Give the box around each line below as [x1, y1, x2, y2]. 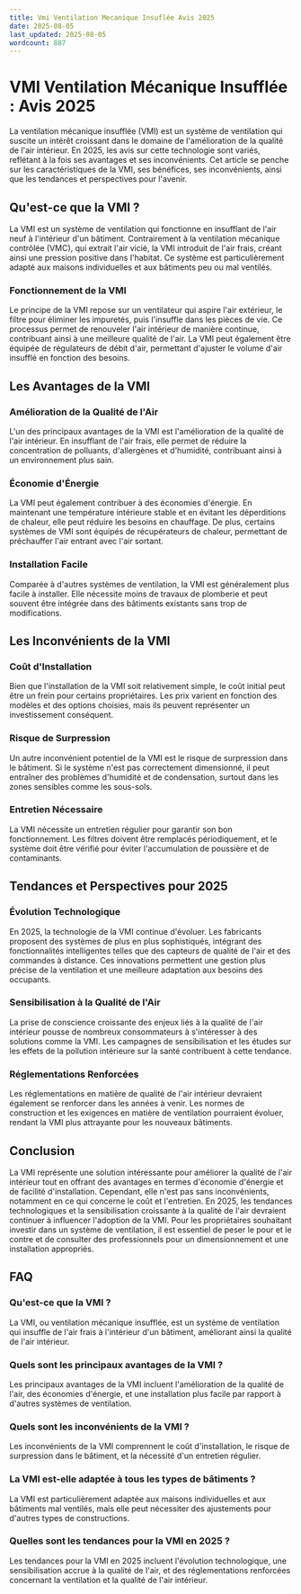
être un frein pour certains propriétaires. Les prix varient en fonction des [9, 690, 278, 702]
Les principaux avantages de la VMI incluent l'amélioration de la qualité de [9, 1378, 285, 1390]
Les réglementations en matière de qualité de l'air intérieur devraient [9, 1088, 262, 1099]
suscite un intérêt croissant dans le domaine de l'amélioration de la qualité [9, 136, 284, 147]
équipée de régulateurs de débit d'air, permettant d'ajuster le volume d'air [9, 343, 283, 354]
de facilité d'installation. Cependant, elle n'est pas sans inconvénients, [9, 1186, 270, 1196]
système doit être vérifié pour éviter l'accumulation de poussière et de [9, 843, 270, 854]
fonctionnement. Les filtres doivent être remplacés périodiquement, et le [9, 833, 278, 844]
